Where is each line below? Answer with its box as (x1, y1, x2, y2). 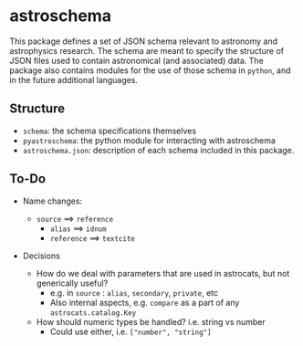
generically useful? (36, 278, 109, 288)
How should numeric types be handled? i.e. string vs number (36, 316, 266, 327)
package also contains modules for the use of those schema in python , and (9, 65, 291, 76)
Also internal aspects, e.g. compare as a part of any (49, 297, 240, 308)
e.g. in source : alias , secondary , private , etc (49, 287, 219, 298)
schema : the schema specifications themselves (22, 125, 197, 136)
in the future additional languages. (9, 74, 139, 85)
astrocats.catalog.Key (49, 308, 137, 318)
